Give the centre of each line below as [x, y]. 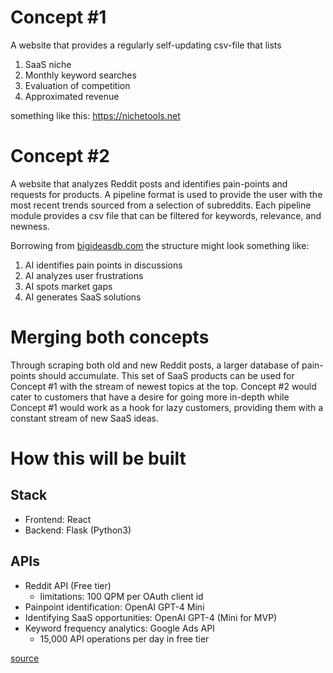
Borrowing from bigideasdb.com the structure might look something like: [160, 245]
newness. [30, 226]
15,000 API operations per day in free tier [124, 638]
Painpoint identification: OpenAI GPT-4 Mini [114, 607]
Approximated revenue [72, 96]
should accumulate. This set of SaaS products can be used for [166, 375]
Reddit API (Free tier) [68, 585]
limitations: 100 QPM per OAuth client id [121, 596]
